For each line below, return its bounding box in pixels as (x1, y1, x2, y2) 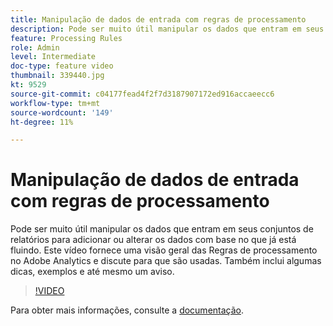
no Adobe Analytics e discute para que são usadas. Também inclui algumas (10, 255, 322, 267)
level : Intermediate (10, 52, 97, 62)
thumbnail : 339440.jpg (10, 71, 105, 81)
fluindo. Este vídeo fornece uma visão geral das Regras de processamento (10, 244, 318, 256)
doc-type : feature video (10, 61, 114, 71)
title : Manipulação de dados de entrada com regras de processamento (10, 14, 307, 25)
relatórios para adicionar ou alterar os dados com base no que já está (10, 234, 297, 246)
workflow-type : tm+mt (10, 98, 101, 108)
